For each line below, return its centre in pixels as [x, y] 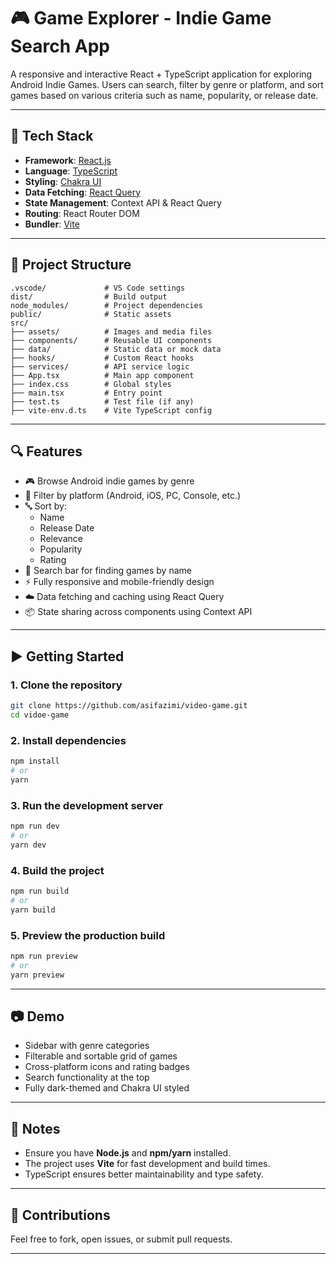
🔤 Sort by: [46, 506]
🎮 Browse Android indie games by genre [109, 481]
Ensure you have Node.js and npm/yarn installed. [128, 1153]
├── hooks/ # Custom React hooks [102, 358]
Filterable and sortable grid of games [101, 1056]
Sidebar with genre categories [87, 1046]
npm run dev [35, 826]
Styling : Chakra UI [63, 181]
